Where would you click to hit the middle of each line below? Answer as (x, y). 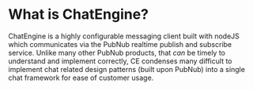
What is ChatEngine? (78, 14)
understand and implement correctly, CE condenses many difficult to (120, 61)
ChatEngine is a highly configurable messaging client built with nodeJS (124, 36)
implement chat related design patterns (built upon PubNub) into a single (126, 69)
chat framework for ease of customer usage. (81, 77)
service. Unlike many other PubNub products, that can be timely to (117, 52)
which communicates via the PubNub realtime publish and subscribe (120, 44)
